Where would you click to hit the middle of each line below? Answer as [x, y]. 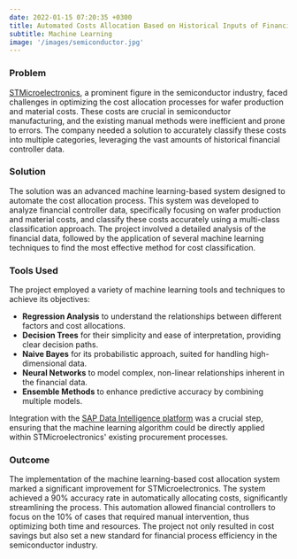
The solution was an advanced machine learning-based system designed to [147, 190]
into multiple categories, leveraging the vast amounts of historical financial [145, 139]
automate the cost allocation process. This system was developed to [134, 200]
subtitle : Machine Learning [61, 34]
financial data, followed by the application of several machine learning [137, 238]
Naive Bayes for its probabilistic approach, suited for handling [135, 354]
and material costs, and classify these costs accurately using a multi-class [145, 219]
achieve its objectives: [49, 299]
